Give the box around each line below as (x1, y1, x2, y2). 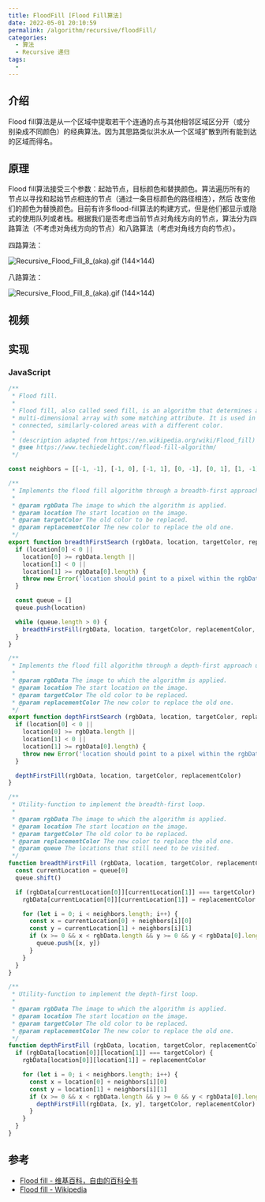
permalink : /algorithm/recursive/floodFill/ (8, 26, 157, 34)
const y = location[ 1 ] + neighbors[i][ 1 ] (28, 1085, 168, 1093)
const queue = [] (15, 597, 73, 605)
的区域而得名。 (8, 136, 57, 146)
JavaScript (8, 367, 51, 378)
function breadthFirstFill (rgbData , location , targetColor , (8, 859, 214, 868)
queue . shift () (15, 874, 62, 882)
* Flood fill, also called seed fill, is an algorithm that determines (11, 407, 252, 415)
